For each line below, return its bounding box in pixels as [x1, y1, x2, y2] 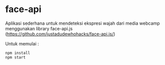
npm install [5, 50, 30, 55]
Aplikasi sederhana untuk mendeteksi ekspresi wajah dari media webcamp [5, 20, 160, 26]
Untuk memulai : [5, 40, 39, 46]
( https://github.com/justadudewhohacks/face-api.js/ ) [5, 31, 116, 37]
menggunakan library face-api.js [5, 25, 73, 31]
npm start [5, 54, 26, 60]
